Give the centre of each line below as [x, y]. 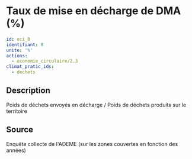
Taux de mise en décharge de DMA [94, 11]
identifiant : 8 [25, 45]
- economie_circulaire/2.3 [45, 61]
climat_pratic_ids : [30, 67]
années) [16, 150]
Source [20, 130]
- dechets [23, 72]
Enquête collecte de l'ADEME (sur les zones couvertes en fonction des [92, 144]
